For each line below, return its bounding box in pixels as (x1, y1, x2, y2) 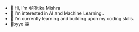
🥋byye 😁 (10, 21, 30, 27)
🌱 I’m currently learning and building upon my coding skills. (10, 16, 134, 21)
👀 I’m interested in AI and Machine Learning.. (10, 10, 104, 16)
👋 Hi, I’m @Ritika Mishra (10, 5, 61, 11)
